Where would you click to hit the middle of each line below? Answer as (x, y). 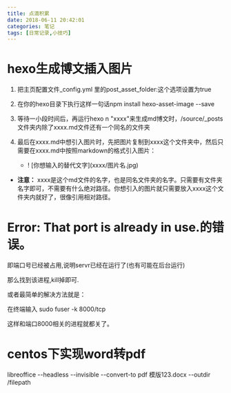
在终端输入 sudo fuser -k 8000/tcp (57, 309)
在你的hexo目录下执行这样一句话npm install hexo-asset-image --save (116, 104)
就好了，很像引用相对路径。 (75, 197)
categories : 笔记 (31, 26)
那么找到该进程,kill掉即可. (43, 280)
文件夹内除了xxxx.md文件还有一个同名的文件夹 (83, 128)
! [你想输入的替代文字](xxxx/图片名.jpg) (83, 165)
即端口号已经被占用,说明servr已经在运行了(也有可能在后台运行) (96, 265)
